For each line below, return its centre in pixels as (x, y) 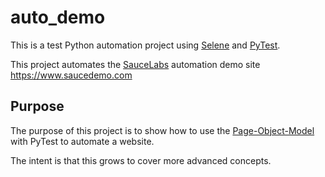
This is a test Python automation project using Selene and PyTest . (145, 45)
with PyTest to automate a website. (82, 141)
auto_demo (58, 17)
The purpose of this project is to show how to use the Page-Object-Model (162, 130)
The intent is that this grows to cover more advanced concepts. (141, 160)
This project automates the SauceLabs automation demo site (135, 64)
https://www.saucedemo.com (71, 75)
